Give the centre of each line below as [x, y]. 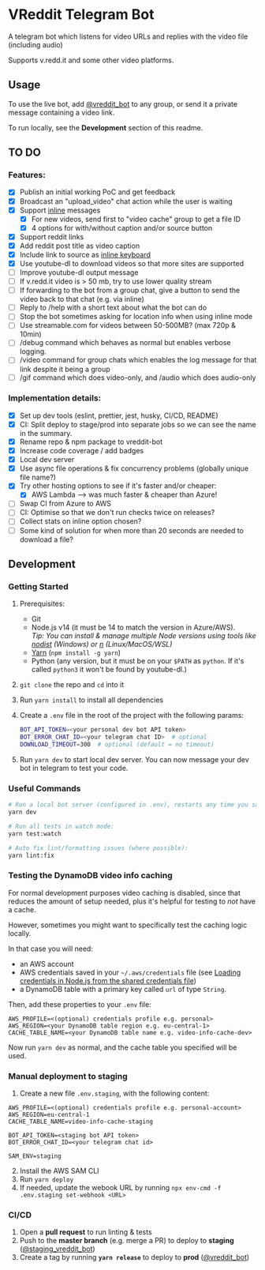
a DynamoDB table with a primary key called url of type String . [123, 989]
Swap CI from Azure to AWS [65, 504]
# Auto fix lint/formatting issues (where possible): [99, 848]
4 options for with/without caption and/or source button [122, 227]
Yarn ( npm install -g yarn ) [76, 652]
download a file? [46, 539]
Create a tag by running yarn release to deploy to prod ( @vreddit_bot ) [134, 1257]
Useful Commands [45, 788]
